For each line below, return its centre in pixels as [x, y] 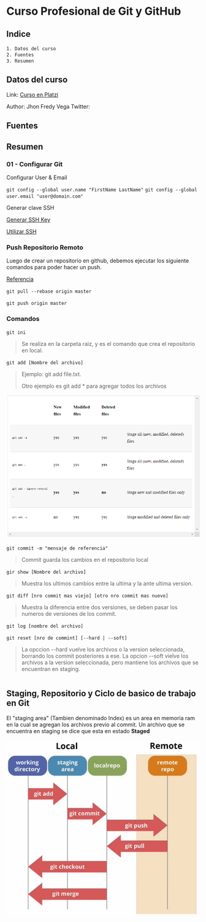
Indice [18, 34]
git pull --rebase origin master [49, 292]
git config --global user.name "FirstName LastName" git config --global [102, 190]
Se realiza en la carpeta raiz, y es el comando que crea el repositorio [108, 344]
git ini [16, 332]
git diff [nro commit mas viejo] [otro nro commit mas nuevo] [87, 596]
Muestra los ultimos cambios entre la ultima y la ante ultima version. [107, 583]
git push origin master [37, 304]
